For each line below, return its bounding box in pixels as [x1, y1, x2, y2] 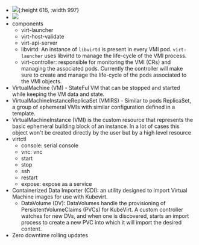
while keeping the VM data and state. [11, 91, 105, 98]
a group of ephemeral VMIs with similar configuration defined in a [11, 103, 175, 110]
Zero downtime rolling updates [11, 232, 89, 238]
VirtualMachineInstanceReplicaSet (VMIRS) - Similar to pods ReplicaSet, [11, 97, 192, 104]
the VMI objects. [21, 78, 62, 84]
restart [21, 174, 38, 181]
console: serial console [21, 142, 79, 149]
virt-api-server [21, 39, 58, 46]
